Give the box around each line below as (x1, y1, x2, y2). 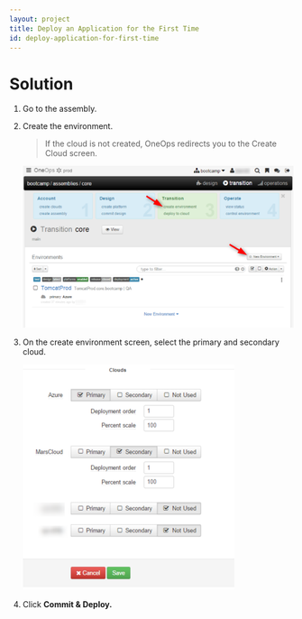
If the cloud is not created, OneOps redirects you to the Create (44, 138, 278, 149)
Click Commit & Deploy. (22, 598, 113, 609)
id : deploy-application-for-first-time (9, 33, 160, 42)
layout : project (9, 14, 70, 23)
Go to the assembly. (22, 104, 97, 115)
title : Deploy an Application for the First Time (9, 23, 200, 33)
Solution (9, 73, 74, 94)
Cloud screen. (44, 148, 97, 159)
